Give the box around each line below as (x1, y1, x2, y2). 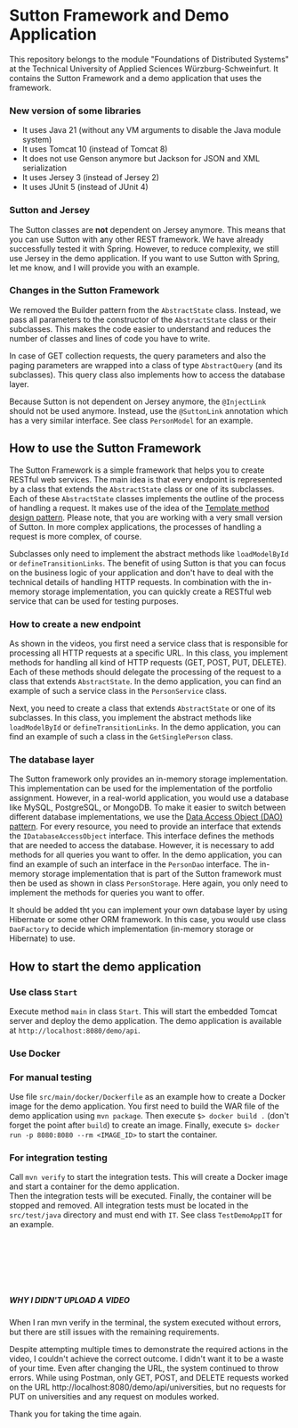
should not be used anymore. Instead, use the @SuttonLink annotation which (9, 405, 289, 416)
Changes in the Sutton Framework (9, 285, 160, 297)
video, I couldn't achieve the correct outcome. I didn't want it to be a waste (9, 1353, 285, 1365)
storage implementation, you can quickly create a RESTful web (41, 586, 272, 597)
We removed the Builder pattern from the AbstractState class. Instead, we (9, 304, 282, 315)
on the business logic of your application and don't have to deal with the (9, 567, 274, 578)
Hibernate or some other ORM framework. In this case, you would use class (9, 914, 286, 925)
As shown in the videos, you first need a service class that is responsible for (9, 638, 289, 648)
